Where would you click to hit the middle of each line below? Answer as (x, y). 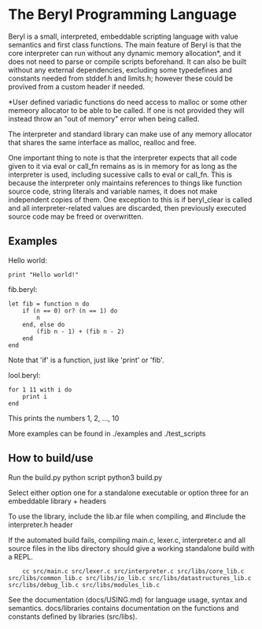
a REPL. (21, 556)
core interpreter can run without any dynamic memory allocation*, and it (125, 53)
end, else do (44, 324)
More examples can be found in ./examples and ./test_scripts (107, 433)
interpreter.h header (41, 524)
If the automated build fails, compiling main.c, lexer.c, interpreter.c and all (127, 540)
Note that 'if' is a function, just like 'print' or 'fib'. (86, 360)
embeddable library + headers (57, 501)
